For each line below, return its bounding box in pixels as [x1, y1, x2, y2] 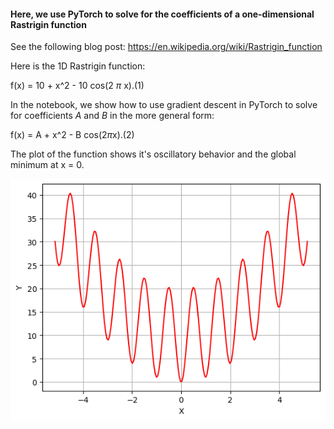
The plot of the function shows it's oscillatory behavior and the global [10, 148, 297, 160]
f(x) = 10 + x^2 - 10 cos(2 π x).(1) [10, 80, 145, 92]
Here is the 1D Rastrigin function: [10, 60, 146, 72]
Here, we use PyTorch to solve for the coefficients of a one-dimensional [10, 8, 315, 20]
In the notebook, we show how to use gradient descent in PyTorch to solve [10, 99, 318, 111]
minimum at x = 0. [10, 159, 85, 171]
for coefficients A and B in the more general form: [10, 110, 215, 122]
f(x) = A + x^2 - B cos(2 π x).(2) [10, 129, 135, 141]
